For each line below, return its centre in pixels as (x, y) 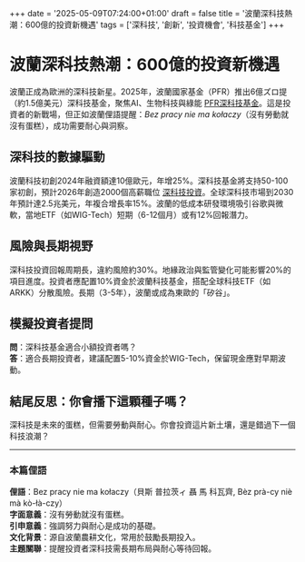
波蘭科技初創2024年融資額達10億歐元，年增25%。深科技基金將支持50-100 (149, 181)
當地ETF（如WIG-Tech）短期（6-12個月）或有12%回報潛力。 (139, 214)
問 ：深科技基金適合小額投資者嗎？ (73, 347)
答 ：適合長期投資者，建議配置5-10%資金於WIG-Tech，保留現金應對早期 (144, 359)
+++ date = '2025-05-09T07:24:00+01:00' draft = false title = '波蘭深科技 (147, 13)
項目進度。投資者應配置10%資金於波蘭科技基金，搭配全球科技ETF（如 (140, 281)
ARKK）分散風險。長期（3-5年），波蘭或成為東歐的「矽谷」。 (122, 292)
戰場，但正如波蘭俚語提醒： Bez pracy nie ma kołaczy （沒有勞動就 (165, 114)
